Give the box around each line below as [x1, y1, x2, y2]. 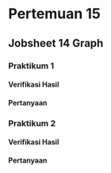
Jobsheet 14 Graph [8, 37, 104, 50]
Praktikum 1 [8, 60, 54, 71]
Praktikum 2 [8, 117, 56, 129]
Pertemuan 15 [8, 5, 101, 23]
